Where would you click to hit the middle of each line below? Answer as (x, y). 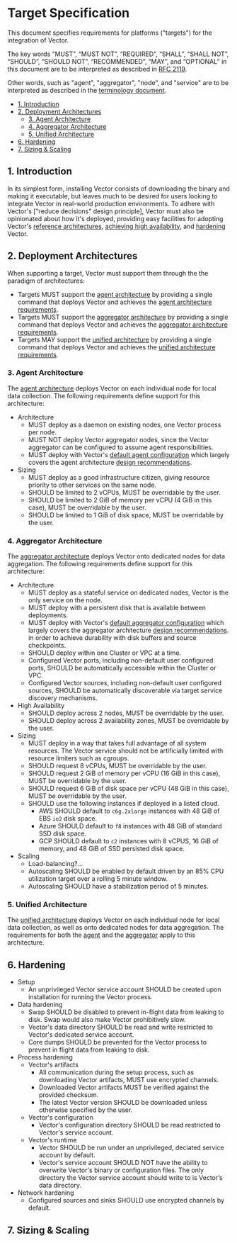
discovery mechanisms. (63, 698)
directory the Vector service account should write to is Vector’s (131, 1178)
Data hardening (40, 1005)
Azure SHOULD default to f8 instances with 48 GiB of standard (130, 826)
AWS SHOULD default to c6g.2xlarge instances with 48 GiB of (129, 811)
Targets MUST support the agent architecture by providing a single (115, 294)
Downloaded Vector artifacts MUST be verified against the (124, 1087)
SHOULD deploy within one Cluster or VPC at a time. (105, 653)
